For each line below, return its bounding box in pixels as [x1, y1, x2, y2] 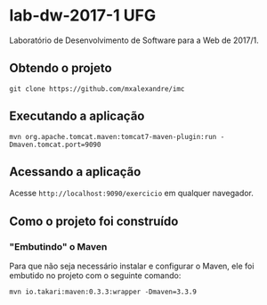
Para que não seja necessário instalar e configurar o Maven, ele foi [9, 260, 255, 272]
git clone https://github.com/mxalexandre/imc [9, 84, 185, 94]
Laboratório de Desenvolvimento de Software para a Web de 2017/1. [9, 35, 260, 45]
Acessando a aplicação [9, 164, 142, 179]
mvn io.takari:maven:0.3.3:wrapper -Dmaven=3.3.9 [9, 287, 198, 297]
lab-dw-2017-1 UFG [9, 5, 157, 26]
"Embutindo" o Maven [9, 240, 108, 252]
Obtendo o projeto [9, 61, 113, 76]
